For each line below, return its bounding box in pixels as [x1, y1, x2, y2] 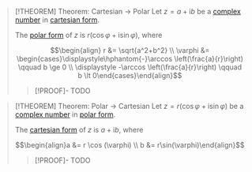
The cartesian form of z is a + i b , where [14, 125, 144, 134]
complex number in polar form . [14, 110, 116, 119]
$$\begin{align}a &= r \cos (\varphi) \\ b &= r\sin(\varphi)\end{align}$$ [14, 140, 245, 149]
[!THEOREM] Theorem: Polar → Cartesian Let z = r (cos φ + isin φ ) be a [14, 102, 244, 110]
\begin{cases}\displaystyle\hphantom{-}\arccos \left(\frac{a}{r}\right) [16, 54, 244, 63]
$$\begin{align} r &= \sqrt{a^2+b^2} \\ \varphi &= [50, 46, 210, 54]
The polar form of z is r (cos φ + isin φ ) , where [14, 31, 163, 39]
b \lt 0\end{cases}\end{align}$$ [77, 71, 182, 80]
